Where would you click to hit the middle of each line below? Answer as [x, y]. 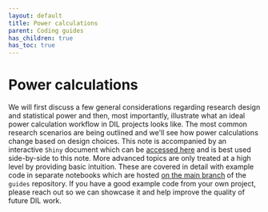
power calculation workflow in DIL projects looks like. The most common [128, 124]
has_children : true [41, 38]
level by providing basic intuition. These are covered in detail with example [131, 167]
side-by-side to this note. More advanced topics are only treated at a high [130, 158]
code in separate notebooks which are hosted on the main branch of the [127, 175]
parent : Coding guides [46, 30]
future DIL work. [35, 201]
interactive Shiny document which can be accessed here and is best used [130, 150]
